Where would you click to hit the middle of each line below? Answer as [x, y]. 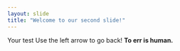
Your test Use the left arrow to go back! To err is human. [90, 40]
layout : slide [28, 14]
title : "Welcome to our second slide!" [67, 20]
